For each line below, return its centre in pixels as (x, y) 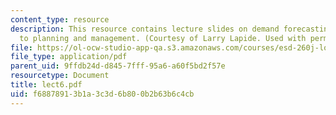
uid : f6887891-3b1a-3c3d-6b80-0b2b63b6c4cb (102, 94)
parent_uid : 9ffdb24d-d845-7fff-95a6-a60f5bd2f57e (118, 66)
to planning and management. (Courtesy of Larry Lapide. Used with (163, 38)
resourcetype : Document (60, 76)
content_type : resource (60, 19)
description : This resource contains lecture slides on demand (145, 29)
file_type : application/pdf (69, 57)
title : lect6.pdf (46, 85)
